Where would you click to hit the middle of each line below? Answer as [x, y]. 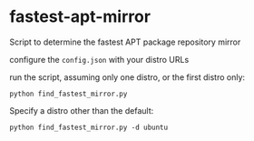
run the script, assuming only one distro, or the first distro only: [127, 77]
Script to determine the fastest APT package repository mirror [125, 42]
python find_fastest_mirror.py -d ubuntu [89, 127]
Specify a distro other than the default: [82, 110]
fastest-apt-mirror [80, 17]
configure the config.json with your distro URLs [99, 59]
